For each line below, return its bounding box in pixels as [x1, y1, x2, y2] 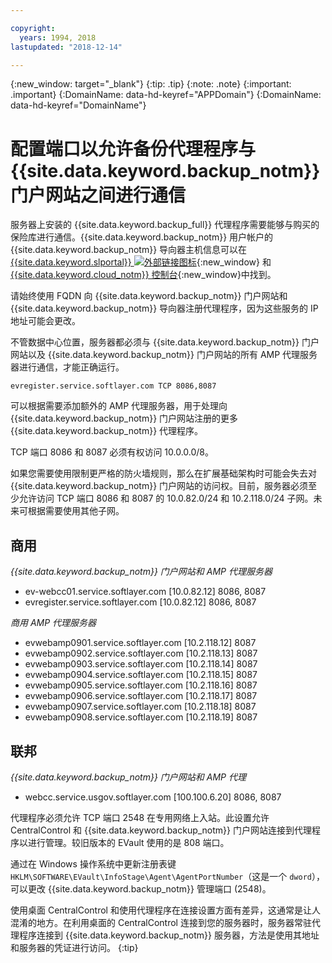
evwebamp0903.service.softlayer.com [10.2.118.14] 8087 [24, 658, 258, 670]
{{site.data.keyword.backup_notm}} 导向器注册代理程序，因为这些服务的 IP [10, 302, 319, 315]
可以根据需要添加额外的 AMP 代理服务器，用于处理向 [10, 400, 228, 412]
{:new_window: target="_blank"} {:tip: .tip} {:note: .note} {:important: [10, 78, 292, 90]
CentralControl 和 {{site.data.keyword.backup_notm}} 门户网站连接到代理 [10, 824, 312, 836]
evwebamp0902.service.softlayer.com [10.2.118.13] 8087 [24, 647, 258, 660]
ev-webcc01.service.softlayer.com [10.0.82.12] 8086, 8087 [24, 586, 267, 598]
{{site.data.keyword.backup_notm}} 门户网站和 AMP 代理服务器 [10, 566, 273, 578]
